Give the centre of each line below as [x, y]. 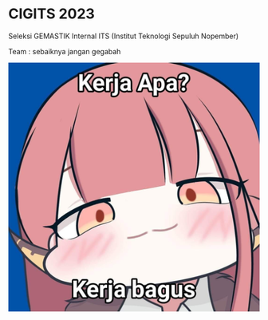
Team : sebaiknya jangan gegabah [65, 51]
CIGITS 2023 [52, 14]
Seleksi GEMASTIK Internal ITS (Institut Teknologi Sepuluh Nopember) [124, 36]
